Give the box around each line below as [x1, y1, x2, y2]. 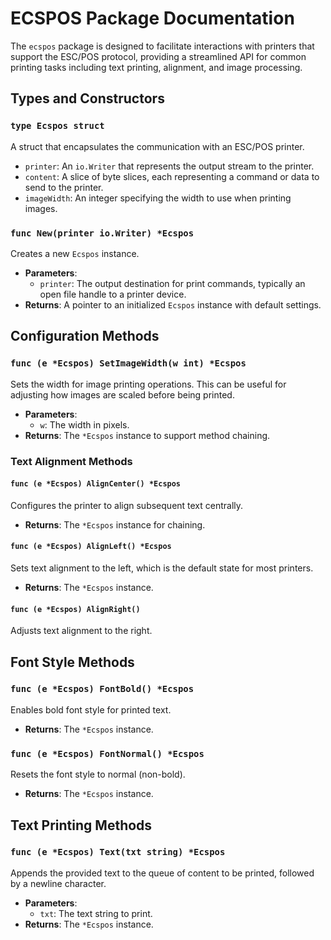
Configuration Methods [10, 328, 160, 345]
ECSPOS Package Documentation [10, 7, 295, 30]
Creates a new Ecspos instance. [10, 247, 140, 259]
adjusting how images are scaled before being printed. [10, 388, 235, 401]
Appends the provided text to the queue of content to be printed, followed [10, 867, 315, 879]
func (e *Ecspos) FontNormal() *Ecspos [10, 748, 205, 759]
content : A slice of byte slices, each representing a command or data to [24, 170, 320, 182]
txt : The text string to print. [39, 907, 153, 919]
